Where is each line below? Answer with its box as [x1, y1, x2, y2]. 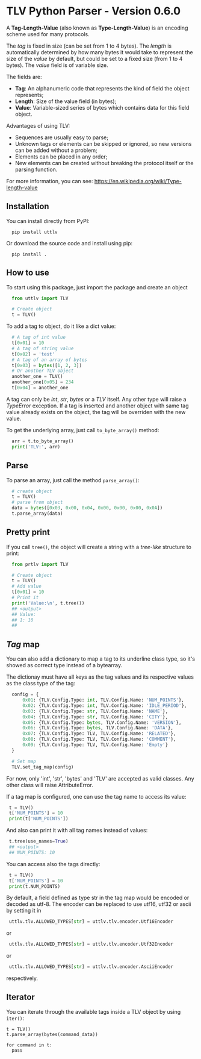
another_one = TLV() [11, 374, 63, 380]
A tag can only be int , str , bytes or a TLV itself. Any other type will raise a [6, 395, 187, 403]
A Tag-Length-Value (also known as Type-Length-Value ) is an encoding [6, 24, 188, 31]
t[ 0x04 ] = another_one [11, 385, 69, 391]
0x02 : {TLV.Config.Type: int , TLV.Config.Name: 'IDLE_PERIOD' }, [22, 702, 187, 709]
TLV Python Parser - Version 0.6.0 [6, 4, 181, 18]
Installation [6, 201, 49, 212]
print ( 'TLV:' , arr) [11, 444, 61, 450]
